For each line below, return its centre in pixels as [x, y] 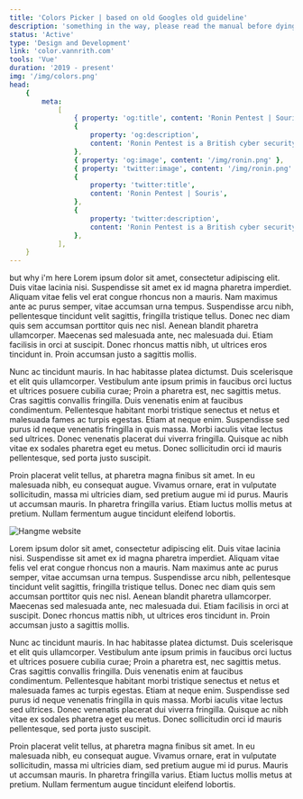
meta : [52, 101]
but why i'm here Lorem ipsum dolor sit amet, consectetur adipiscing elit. [145, 278]
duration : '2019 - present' [62, 68]
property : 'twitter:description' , [155, 218]
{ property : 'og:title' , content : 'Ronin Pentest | [173, 118]
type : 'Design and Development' [70, 43]
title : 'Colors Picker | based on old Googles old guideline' [129, 18]
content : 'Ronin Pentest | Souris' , [159, 194]
